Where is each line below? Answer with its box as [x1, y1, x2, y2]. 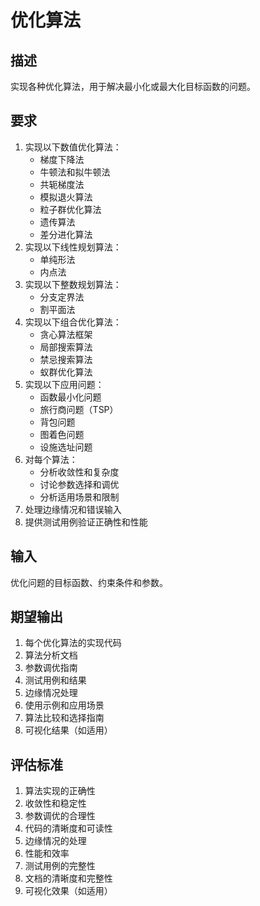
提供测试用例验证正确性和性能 [24, 516, 148, 528]
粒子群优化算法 [39, 203, 102, 215]
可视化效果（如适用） [24, 885, 113, 897]
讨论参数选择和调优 [39, 478, 120, 490]
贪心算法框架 [39, 328, 93, 340]
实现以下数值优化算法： [24, 141, 122, 153]
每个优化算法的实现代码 [24, 637, 122, 649]
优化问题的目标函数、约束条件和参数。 [10, 576, 168, 588]
